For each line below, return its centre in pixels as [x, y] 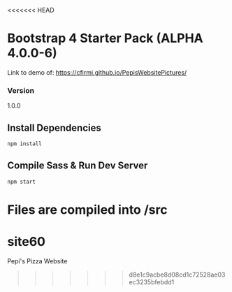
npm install [24, 144]
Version [21, 90]
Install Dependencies [54, 127]
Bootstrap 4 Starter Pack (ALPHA [106, 38]
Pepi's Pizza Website [37, 261]
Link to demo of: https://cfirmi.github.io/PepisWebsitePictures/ [97, 72]
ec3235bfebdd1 [152, 282]
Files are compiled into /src [87, 210]
